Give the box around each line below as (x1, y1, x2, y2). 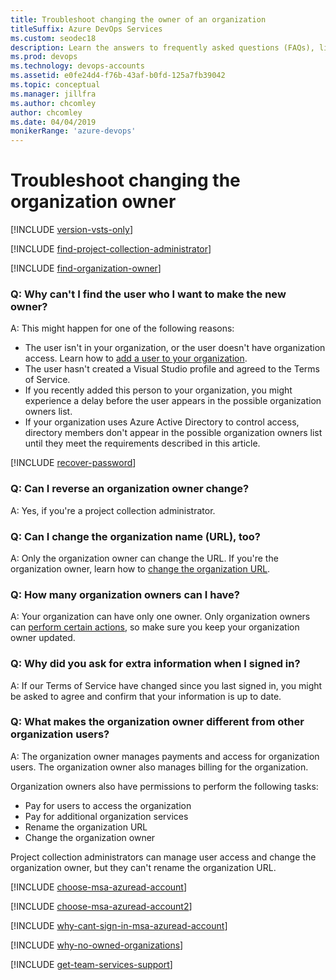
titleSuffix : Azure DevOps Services (10, 24, 163, 34)
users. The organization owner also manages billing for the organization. (10, 761, 309, 773)
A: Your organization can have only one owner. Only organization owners (10, 611, 311, 623)
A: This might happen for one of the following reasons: (10, 322, 235, 335)
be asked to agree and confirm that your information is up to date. (10, 690, 282, 702)
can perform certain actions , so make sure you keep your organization (10, 621, 300, 633)
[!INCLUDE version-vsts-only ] (10, 224, 134, 236)
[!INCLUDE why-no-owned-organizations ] (10, 939, 184, 951)
